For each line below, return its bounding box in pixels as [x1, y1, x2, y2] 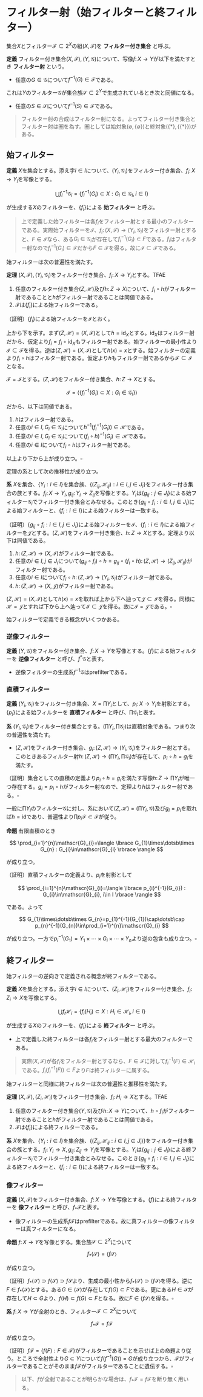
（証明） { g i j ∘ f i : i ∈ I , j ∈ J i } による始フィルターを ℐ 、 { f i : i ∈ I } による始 [6, 520, 185, 529]
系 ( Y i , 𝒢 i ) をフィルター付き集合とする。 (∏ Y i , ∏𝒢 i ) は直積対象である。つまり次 [6, 722, 196, 732]
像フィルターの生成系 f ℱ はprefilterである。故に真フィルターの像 [15, 1217, 174, 1225]
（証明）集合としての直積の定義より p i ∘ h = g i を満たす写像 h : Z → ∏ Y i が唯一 [6, 774, 195, 783]
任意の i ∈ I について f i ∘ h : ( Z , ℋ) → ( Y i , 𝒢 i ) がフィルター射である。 [15, 574, 176, 583]
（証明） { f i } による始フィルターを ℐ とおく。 [6, 315, 113, 324]
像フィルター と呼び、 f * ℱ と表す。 [18, 1203, 102, 1212]
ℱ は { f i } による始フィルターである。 [15, 301, 101, 310]
